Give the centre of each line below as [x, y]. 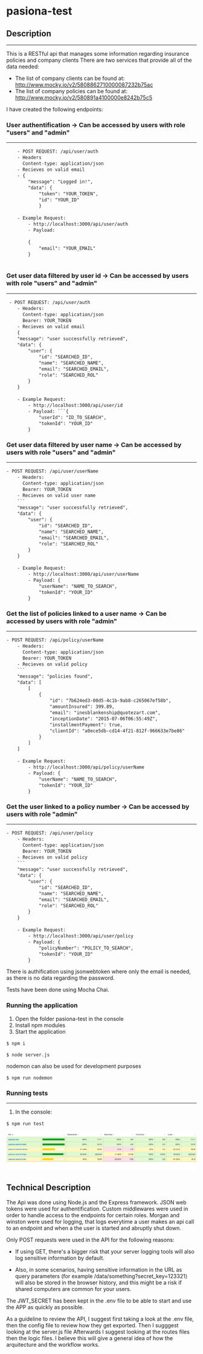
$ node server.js [28, 1055]
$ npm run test [25, 1124]
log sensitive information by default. [60, 1258]
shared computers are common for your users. [73, 1289]
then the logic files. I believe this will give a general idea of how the [90, 1338]
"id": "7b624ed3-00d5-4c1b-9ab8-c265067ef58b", [110, 701]
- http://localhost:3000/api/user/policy [81, 936]
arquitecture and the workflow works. [53, 1344]
